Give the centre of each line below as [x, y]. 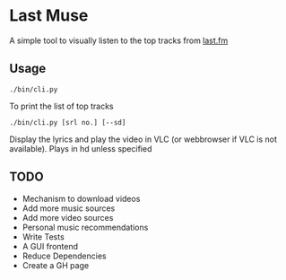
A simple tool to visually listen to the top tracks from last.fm [119, 40]
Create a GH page [56, 265]
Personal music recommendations [85, 227]
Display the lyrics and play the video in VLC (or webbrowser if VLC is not [143, 139]
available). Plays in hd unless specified [81, 148]
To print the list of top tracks [61, 106]
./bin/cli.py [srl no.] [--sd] [68, 122]
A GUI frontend [50, 246]
